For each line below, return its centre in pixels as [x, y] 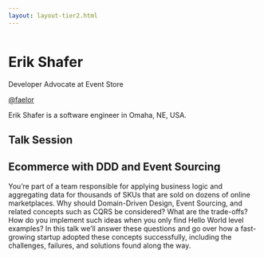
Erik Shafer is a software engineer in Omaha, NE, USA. [98, 115]
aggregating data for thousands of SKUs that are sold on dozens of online [130, 194]
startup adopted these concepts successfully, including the [134, 236]
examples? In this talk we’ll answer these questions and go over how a [124, 229]
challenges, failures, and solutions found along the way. [100, 245]
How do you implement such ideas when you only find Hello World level [126, 220]
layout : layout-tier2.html [53, 16]
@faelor [21, 100]
